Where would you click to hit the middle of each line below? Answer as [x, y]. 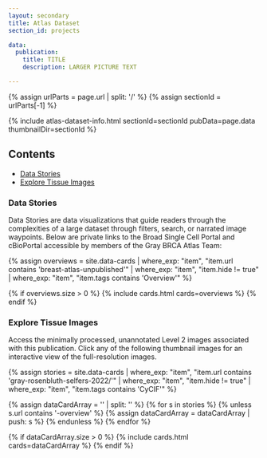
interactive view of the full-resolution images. [82, 357]
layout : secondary [39, 16]
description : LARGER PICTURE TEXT [80, 67]
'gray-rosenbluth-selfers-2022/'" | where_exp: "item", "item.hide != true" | [130, 381]
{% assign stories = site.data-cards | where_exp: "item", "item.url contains [130, 373]
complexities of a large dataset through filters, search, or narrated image [128, 228]
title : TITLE [44, 60]
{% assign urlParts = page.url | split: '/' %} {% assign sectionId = [115, 97]
